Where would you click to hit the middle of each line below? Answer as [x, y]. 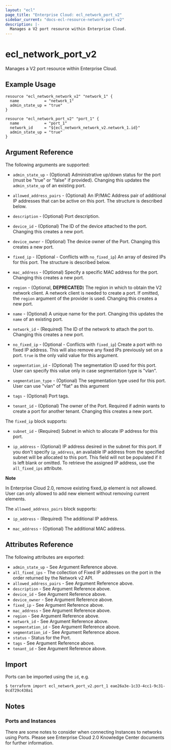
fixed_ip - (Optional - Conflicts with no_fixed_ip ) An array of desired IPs [89, 257]
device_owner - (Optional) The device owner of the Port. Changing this [86, 241]
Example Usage [31, 85]
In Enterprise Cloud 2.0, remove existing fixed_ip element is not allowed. [81, 488]
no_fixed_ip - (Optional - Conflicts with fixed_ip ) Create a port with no [87, 344]
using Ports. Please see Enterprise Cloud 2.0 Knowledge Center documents [85, 737]
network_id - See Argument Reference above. [60, 621]
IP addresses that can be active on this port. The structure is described [87, 201]
